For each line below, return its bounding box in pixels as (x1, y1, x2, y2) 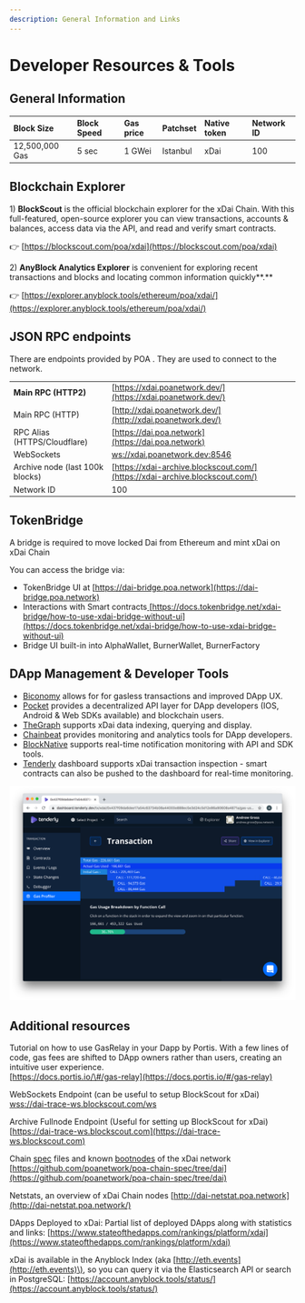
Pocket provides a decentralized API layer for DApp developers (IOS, (22, 700, 280, 711)
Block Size (13, 123, 54, 134)
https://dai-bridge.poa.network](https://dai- (94, 582, 259, 593)
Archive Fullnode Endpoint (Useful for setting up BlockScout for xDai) (9, 1116, 269, 1127)
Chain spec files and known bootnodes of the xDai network (9, 1153, 231, 1164)
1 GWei (123, 145, 152, 156)
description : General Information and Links (9, 15, 181, 24)
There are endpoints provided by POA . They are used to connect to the (9, 353, 277, 364)
